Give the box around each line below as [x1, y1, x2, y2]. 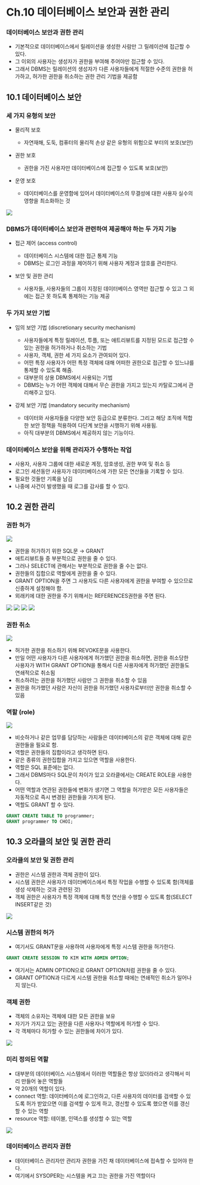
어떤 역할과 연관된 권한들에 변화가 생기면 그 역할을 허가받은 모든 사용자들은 [14, 786, 189, 793]
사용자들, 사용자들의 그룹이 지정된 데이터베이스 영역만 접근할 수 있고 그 [23, 285, 188, 292]
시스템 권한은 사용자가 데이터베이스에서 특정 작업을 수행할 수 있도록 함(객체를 [14, 878, 194, 885]
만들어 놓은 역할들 [21, 1077, 63, 1085]
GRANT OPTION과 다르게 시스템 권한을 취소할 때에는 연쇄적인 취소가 [14, 974, 176, 981]
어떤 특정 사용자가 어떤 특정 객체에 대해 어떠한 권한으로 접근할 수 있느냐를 [23, 359, 195, 366]
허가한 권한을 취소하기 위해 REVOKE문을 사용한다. [14, 647, 131, 654]
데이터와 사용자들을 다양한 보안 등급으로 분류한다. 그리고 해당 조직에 [23, 414, 182, 422]
